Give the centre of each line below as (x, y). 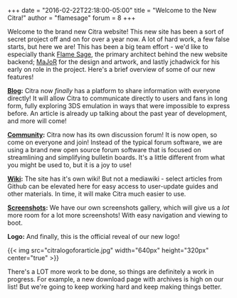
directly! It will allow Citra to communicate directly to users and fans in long (117, 98)
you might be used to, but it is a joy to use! (69, 165)
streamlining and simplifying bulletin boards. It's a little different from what (116, 157)
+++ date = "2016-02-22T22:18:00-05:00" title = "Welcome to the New (112, 10)
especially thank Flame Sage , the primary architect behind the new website (117, 54)
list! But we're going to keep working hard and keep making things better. (115, 287)
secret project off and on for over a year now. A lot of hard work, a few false (118, 39)
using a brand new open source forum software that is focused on (104, 150)
